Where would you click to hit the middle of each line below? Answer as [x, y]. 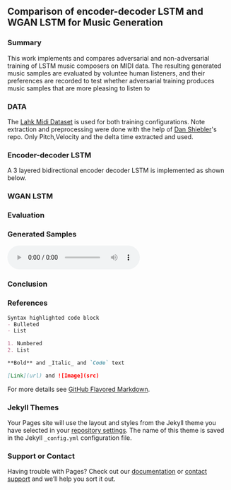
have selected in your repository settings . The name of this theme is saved [116, 431]
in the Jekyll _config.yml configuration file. [70, 438]
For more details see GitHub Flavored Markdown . [79, 389]
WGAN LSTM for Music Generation [85, 23]
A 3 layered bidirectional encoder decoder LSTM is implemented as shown [116, 171]
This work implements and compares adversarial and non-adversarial [108, 58]
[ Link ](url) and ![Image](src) [53, 376]
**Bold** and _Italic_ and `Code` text [66, 363]
